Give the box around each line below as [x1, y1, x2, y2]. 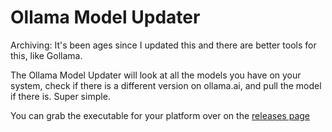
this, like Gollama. [10, 49, 83, 61]
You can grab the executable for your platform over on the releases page [10, 109, 310, 121]
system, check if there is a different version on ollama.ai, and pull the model [10, 79, 322, 91]
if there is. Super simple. [10, 90, 111, 102]
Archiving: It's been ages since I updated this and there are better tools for [10, 39, 317, 51]
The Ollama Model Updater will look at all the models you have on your [10, 69, 302, 81]
